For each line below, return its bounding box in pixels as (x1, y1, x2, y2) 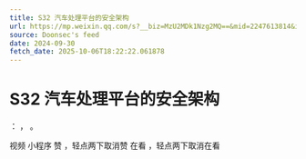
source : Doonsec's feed (9, 30, 100, 39)
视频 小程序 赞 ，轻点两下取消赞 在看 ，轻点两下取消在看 (9, 140, 220, 151)
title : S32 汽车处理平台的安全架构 (9, 13, 129, 23)
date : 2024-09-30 (9, 38, 76, 48)
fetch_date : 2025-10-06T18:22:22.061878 (9, 47, 166, 56)
